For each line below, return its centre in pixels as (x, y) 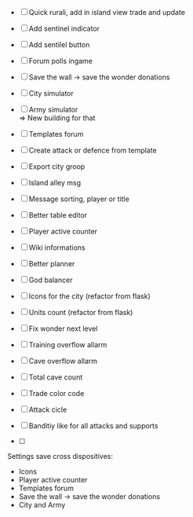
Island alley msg (55, 183)
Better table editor (58, 215)
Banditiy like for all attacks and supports (93, 426)
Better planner (52, 264)
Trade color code (56, 393)
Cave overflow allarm (63, 361)
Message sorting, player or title (79, 199)
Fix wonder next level (63, 328)
